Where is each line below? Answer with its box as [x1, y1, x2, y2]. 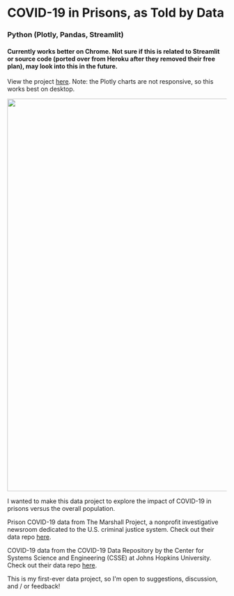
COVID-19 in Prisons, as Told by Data [7, 5, 224, 21]
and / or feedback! [7, 582, 61, 590]
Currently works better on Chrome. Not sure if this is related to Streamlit [7, 47, 220, 55]
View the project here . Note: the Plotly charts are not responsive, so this [7, 77, 214, 86]
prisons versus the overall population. [7, 505, 116, 513]
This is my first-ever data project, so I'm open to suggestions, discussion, [7, 574, 218, 583]
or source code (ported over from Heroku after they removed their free [7, 54, 216, 63]
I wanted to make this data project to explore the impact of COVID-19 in [7, 497, 212, 505]
